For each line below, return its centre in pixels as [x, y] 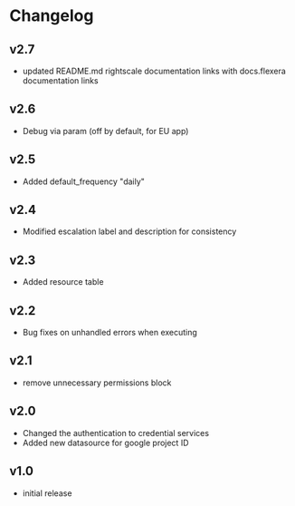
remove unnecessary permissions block [97, 383]
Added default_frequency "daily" [83, 181]
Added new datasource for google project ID [105, 443]
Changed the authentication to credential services [116, 433]
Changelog [52, 16]
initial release [47, 493]
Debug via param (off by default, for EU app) [105, 131]
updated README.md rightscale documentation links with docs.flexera [154, 71]
